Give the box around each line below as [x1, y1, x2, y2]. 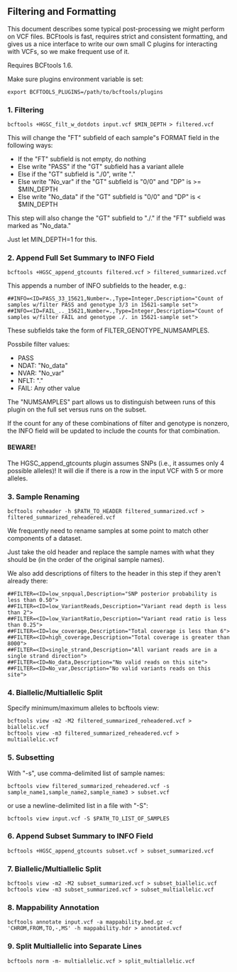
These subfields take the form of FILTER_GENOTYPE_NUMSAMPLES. [7, 326, 210, 335]
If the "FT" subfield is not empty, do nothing [17, 155, 147, 163]
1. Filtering [7, 104, 44, 114]
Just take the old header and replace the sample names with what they [7, 547, 215, 556]
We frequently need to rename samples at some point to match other [7, 526, 209, 535]
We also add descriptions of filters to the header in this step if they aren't [7, 568, 221, 578]
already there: [7, 576, 48, 585]
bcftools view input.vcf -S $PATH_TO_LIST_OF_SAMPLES [7, 815, 170, 822]
